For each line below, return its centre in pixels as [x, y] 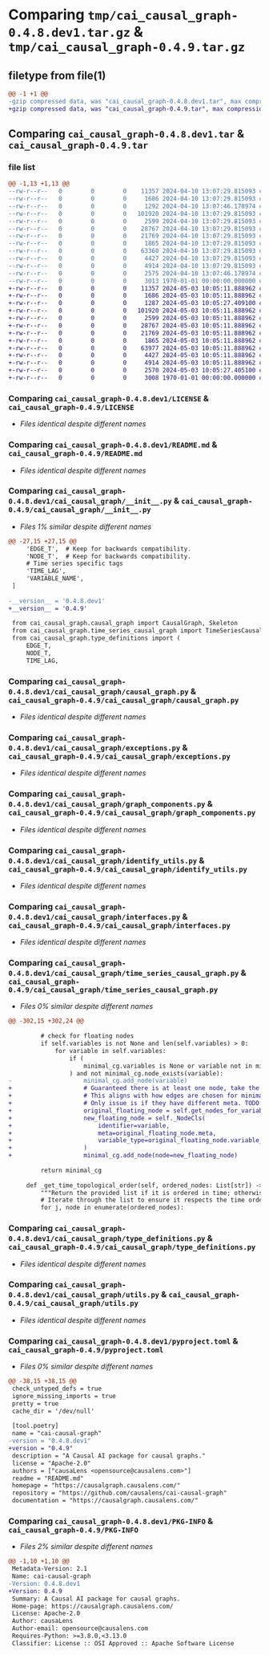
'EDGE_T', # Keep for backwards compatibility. [109, 549]
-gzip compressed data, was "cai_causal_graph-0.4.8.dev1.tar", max [125, 101]
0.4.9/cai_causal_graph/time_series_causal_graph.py [113, 990]
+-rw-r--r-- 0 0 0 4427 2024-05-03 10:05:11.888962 [132, 356]
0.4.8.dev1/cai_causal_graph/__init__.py [90, 502]
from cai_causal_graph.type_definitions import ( [96, 638]
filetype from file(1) [57, 75]
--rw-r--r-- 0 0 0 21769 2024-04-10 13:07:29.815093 [132, 236]
